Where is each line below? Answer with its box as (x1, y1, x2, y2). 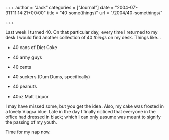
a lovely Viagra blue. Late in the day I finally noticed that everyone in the (5, 109, 156, 114)
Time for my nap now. (5, 129, 51, 135)
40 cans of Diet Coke (12, 44, 57, 50)
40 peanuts (12, 83, 37, 89)
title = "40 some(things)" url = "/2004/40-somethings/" (46, 10, 163, 16)
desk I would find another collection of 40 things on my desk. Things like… (5, 35, 161, 40)
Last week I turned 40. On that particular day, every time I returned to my (5, 29, 158, 35)
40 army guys (12, 54, 42, 60)
